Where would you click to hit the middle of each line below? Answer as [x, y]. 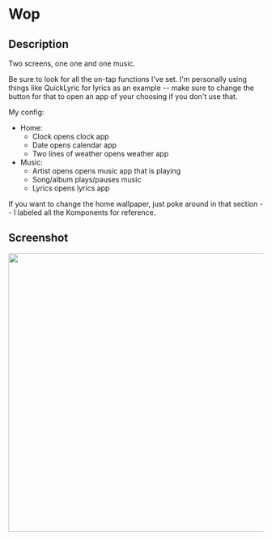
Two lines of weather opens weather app [100, 154]
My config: [26, 112]
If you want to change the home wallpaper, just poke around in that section [133, 204]
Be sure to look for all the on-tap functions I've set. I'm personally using [127, 79]
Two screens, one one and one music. [72, 63]
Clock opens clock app [70, 136]
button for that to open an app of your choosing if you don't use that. [123, 96]
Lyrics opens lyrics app [71, 188]
